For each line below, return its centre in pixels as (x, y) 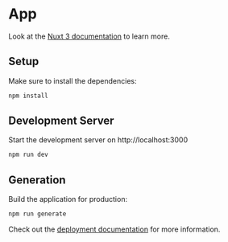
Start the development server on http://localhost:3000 (98, 140)
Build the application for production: (68, 199)
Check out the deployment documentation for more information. (114, 229)
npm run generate (37, 214)
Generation (37, 180)
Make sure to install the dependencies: (73, 80)
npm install (28, 96)
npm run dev (28, 155)
